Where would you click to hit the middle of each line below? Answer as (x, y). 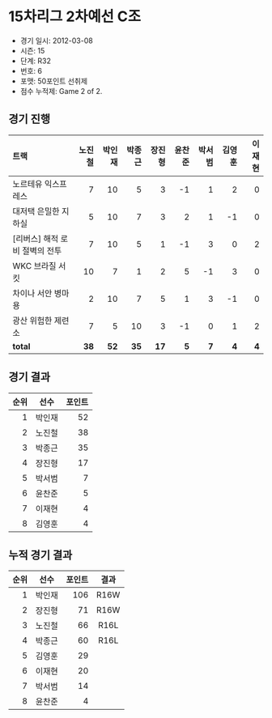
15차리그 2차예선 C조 (75, 17)
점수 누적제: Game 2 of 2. (61, 91)
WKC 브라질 (34, 266)
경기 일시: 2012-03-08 (56, 40)
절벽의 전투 (42, 250)
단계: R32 (35, 61)
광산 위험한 (32, 321)
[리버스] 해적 (36, 238)
